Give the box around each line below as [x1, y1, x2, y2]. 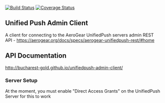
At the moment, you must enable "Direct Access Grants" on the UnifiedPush [5, 88, 161, 94]
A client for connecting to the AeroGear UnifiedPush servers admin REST [5, 32, 154, 38]
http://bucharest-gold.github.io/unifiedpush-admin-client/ [5, 65, 123, 70]
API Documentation [5, 52, 67, 60]
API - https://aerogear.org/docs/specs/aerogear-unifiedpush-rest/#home [5, 37, 155, 43]
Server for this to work [5, 93, 51, 99]
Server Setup [5, 77, 38, 84]
